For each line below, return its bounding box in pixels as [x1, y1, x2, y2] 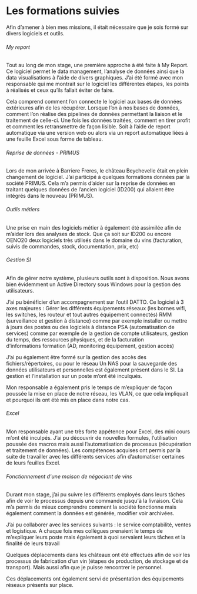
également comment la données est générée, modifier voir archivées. [6, 510, 175, 517]
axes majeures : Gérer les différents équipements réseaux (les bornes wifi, [6, 304, 186, 311]
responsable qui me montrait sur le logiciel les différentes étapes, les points [6, 81, 189, 88]
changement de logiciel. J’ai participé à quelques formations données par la [6, 174, 190, 181]
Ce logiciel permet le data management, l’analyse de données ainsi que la [6, 68, 185, 75]
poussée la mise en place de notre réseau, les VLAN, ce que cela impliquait [6, 390, 189, 397]
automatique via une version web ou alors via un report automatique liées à [6, 130, 188, 137]
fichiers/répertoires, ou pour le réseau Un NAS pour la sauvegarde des [6, 360, 178, 367]
